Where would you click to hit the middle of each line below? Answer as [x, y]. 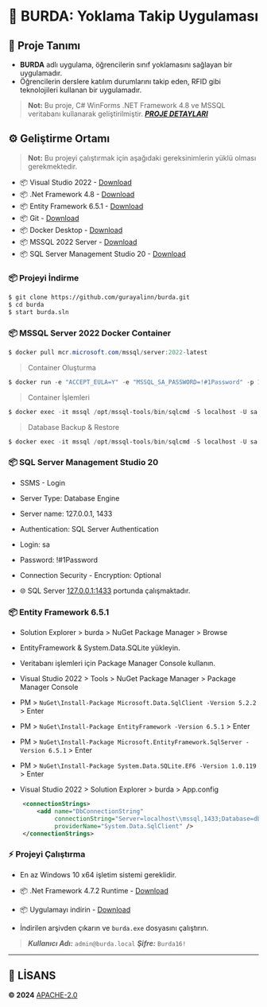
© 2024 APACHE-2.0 [43, 995]
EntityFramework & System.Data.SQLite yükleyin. [100, 648]
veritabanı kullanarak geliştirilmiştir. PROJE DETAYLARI [118, 114]
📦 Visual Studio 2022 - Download [76, 182]
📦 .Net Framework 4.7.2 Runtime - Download [94, 890]
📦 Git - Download [49, 218]
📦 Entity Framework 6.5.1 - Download [81, 206]
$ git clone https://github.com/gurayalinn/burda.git [99, 297]
